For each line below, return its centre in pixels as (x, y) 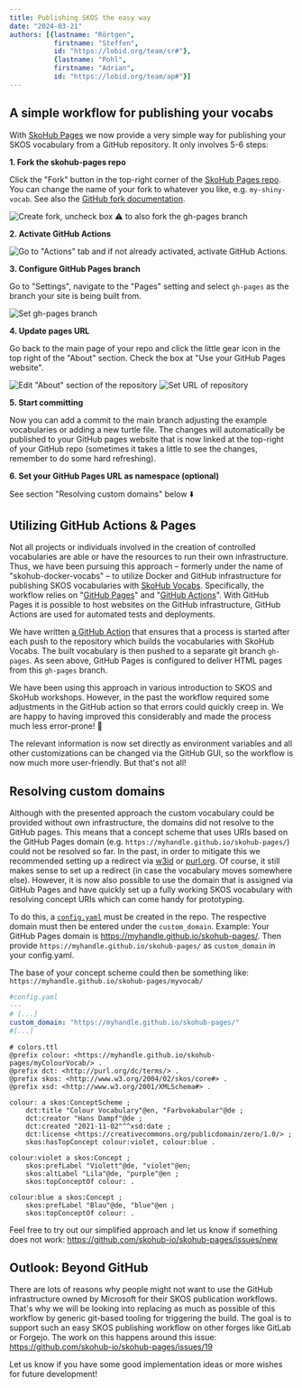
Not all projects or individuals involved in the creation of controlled (133, 547)
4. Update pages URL (50, 331)
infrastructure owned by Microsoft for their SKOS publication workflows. (143, 1299)
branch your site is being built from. (75, 295)
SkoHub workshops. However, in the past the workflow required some (139, 697)
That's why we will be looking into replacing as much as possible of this (142, 1309)
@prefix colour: (40, 1055)
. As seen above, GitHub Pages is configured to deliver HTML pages (156, 661)
